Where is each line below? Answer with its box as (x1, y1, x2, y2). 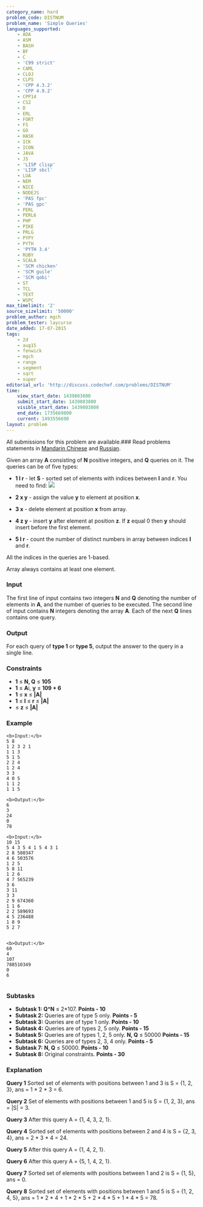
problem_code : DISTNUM (6, 15, 64, 21)
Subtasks (6, 991, 35, 1000)
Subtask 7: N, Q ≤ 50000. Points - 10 (15, 1044, 109, 1051)
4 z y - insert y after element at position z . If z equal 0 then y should (15, 517, 187, 524)
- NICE (17, 184, 34, 190)
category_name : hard (6, 9, 59, 15)
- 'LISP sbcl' (17, 167, 53, 173)
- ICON (17, 144, 34, 151)
